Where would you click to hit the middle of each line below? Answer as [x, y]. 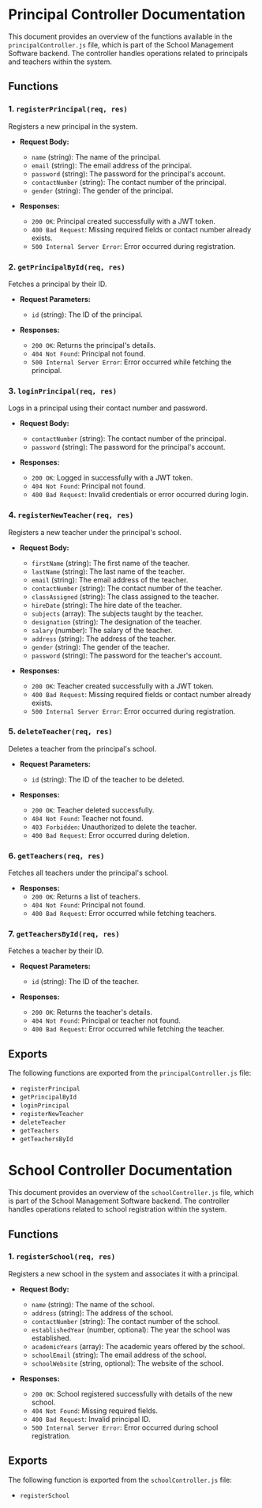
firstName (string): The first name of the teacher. [110, 563]
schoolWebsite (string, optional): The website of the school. [127, 1363]
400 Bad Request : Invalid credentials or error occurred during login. [140, 495]
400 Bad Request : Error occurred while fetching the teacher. [128, 1029]
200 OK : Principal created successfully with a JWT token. [123, 221]
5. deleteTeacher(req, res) [60, 731]
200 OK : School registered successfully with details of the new [132, 1393]
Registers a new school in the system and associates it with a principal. [124, 1273]
